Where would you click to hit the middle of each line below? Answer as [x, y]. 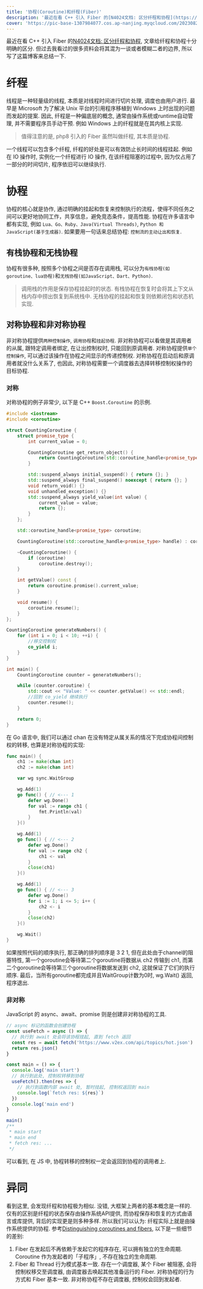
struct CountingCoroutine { [42, 430]
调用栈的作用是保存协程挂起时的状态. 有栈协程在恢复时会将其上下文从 [107, 289]
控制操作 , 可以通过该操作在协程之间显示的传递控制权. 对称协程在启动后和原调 [100, 355]
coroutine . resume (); [54, 608]
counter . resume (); [51, 703]
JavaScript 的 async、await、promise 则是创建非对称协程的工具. [86, 1014]
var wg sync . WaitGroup [46, 778]
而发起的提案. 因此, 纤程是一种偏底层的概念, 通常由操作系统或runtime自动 [97, 116]
